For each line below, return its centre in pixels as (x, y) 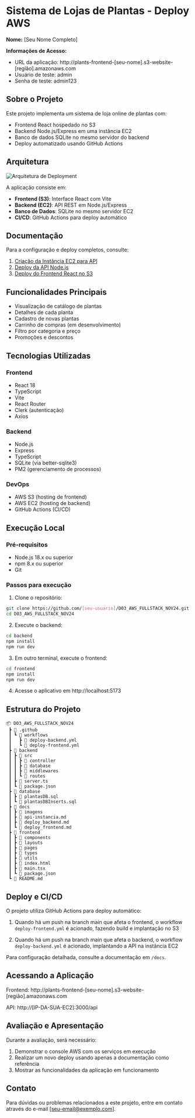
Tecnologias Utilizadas (48, 356)
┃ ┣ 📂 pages (23, 848)
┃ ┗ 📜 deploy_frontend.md (40, 827)
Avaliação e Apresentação (55, 1026)
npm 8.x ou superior (39, 564)
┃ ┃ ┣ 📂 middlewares (34, 771)
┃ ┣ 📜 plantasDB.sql (34, 797)
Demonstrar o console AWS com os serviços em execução (85, 1051)
